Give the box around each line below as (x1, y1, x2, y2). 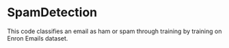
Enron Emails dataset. (7, 34, 68, 42)
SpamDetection (7, 5, 98, 20)
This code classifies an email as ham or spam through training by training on (7, 27, 222, 35)
